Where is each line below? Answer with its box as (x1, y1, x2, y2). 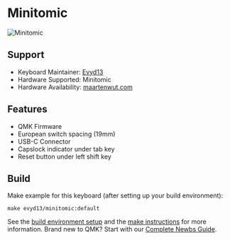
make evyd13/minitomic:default (7, 205, 100, 212)
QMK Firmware (17, 122, 62, 130)
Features (7, 103, 48, 115)
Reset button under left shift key (17, 152, 111, 161)
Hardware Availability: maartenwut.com (17, 83, 133, 91)
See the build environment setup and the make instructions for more (7, 217, 207, 226)
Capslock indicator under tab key (17, 144, 115, 153)
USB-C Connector (17, 137, 71, 146)
